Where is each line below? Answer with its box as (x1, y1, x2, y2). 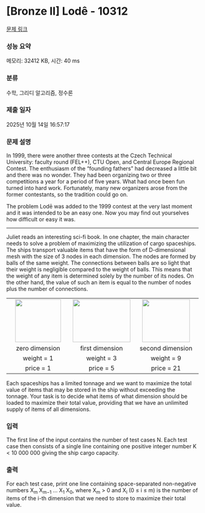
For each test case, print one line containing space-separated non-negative (6, 480, 196, 487)
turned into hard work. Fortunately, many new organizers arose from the (6, 185, 188, 192)
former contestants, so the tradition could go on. (6, 191, 128, 198)
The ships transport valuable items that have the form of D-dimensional (6, 246, 186, 254)
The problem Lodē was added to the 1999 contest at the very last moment (6, 203, 193, 210)
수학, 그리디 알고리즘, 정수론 (6, 89, 73, 96)
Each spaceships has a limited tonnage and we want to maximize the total (6, 380, 192, 387)
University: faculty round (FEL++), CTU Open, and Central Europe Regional (6, 158, 194, 166)
